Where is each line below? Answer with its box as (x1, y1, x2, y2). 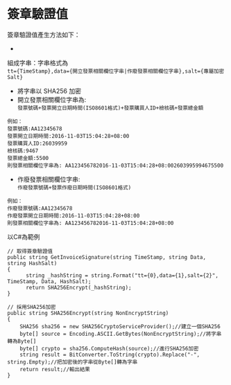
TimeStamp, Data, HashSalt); (7, 278, 92, 285)
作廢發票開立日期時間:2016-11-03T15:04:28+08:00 (7, 212, 140, 219)
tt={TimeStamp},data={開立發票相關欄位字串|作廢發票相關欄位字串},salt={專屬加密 (7, 67, 225, 75)
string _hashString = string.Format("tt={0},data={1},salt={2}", (25, 271, 219, 279)
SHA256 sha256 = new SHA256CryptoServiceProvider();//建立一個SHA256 (19, 323, 221, 330)
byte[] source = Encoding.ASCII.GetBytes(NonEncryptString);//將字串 (19, 330, 222, 337)
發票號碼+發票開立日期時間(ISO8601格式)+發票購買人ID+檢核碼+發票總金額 (17, 105, 204, 111)
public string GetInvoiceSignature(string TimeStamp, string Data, (7, 253, 207, 260)
